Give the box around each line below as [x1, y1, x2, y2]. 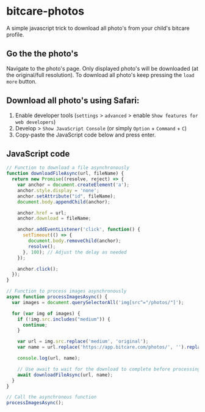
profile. [6, 30, 24, 38]
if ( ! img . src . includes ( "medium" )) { [17, 316, 111, 322]
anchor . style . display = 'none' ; [17, 187, 99, 193]
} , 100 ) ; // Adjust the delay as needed [22, 249, 127, 255]
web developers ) [15, 118, 56, 126]
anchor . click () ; [17, 266, 59, 272]
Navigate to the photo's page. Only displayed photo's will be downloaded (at [6, 65, 199, 72]
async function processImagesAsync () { [6, 294, 108, 300]
